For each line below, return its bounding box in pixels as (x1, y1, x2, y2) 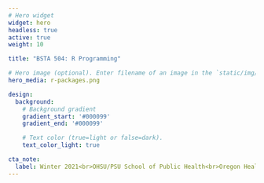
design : (8, 90, 34, 98)
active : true (8, 33, 51, 42)
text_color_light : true (22, 141, 101, 149)
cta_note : (8, 156, 41, 163)
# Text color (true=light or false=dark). (22, 134, 163, 142)
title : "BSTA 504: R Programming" (8, 55, 122, 63)
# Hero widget (8, 11, 55, 20)
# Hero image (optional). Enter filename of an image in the (8, 69, 213, 77)
